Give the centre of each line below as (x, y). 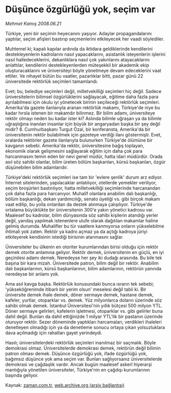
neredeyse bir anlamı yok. (32, 274)
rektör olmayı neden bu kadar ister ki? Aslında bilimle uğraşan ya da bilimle (83, 118)
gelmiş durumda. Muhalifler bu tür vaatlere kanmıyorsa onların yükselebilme (85, 226)
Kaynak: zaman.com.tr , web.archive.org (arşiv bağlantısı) (65, 385)
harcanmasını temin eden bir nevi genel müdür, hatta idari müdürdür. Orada (84, 156)
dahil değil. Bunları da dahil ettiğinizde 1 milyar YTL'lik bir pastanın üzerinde (84, 316)
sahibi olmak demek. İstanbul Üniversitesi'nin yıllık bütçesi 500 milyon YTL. (84, 306)
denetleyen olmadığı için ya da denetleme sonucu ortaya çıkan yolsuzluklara (85, 327)
